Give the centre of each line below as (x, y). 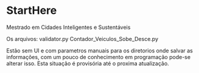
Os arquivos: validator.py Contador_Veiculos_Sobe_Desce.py (82, 39)
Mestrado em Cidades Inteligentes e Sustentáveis (68, 27)
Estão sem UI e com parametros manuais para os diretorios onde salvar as (100, 50)
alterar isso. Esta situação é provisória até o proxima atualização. (88, 63)
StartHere (32, 11)
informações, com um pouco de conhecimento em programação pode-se (98, 57)
